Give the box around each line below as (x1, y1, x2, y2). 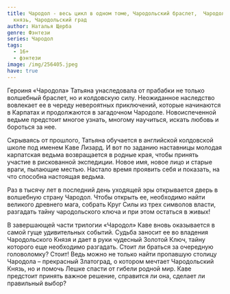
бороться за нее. (7, 123, 57, 131)
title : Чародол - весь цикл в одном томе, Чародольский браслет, (7, 10, 197, 17)
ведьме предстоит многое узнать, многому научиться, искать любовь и (7, 115, 219, 123)
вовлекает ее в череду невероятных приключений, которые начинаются (7, 101, 221, 109)
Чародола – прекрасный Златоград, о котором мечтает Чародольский (7, 257, 214, 265)
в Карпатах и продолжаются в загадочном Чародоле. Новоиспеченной (7, 108, 217, 117)
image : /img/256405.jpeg (7, 61, 78, 68)
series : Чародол (7, 36, 53, 42)
